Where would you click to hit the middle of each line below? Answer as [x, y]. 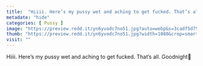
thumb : [14, 34]
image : [14, 28]
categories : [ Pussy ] [35, 23]
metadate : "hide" [28, 17]
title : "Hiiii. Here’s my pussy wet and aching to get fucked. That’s [98, 12]
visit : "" [19, 40]
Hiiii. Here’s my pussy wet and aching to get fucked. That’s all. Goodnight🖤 [99, 57]
